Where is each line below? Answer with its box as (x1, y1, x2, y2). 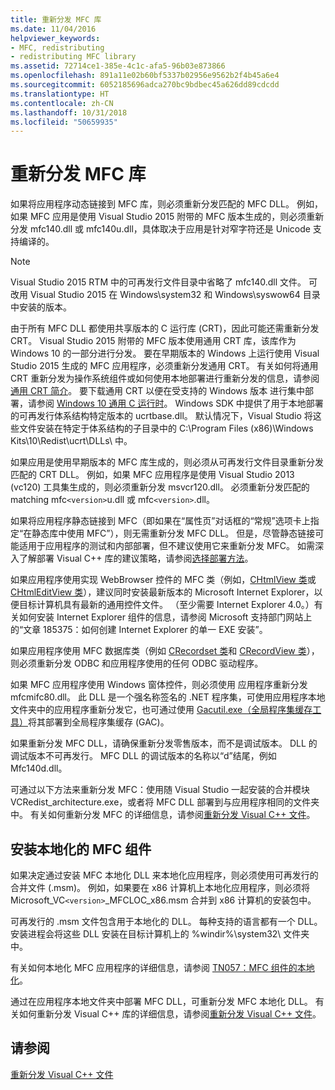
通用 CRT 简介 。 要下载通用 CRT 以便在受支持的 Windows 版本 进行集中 (10, 385, 306, 397)
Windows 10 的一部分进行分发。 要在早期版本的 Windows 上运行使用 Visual (10, 347, 320, 360)
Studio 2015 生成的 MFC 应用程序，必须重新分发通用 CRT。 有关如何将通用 (10, 360, 319, 372)
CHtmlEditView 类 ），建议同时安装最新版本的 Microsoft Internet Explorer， (10, 586, 315, 598)
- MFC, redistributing (10, 42, 105, 53)
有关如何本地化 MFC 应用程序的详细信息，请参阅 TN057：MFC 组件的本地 (10, 962, 315, 973)
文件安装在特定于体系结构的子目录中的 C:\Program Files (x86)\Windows (18, 422, 314, 435)
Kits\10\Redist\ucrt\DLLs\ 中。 (10, 435, 133, 447)
